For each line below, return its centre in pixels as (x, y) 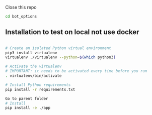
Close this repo (21, 7)
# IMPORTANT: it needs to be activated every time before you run (76, 71)
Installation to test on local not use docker (72, 32)
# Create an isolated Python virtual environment (58, 48)
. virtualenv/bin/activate (33, 76)
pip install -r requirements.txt (40, 89)
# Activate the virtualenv (33, 67)
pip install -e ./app (28, 108)
